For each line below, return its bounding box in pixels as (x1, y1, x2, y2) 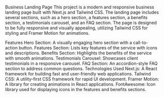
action (5, 45, 18, 50)
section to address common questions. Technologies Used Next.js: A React (5, 66, 158, 72)
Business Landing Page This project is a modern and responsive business (5, 4, 155, 10)
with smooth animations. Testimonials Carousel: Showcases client (5, 55, 138, 61)
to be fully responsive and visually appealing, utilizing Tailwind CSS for (5, 25, 148, 31)
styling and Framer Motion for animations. (5, 30, 90, 36)
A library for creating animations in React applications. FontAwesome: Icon (5, 81, 156, 87)
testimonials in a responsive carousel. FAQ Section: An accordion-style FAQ (5, 61, 158, 66)
